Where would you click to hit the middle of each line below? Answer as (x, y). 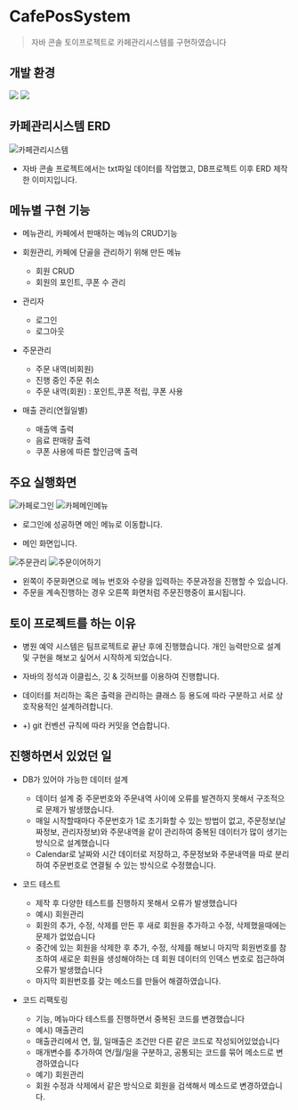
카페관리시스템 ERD (60, 127)
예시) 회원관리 (60, 914)
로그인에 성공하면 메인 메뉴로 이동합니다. (92, 525)
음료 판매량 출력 (63, 441)
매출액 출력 (54, 429)
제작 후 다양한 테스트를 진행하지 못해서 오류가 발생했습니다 (137, 902)
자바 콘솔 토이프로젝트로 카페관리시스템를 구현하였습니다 (129, 42)
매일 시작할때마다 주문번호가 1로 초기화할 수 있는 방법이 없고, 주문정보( (157, 820)
